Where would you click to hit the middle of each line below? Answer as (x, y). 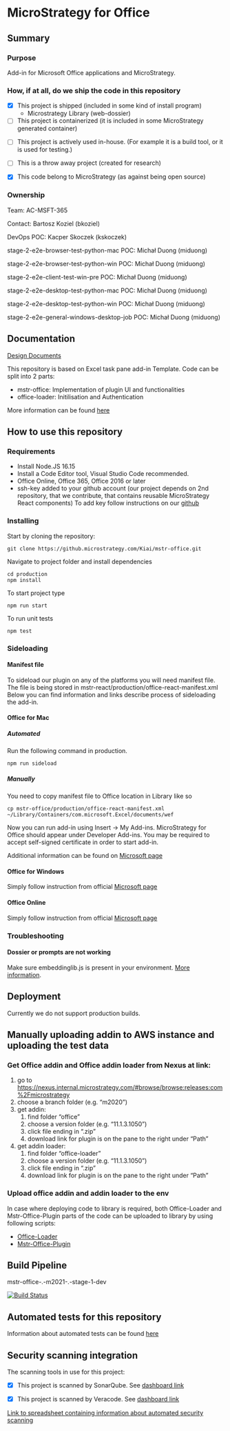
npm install (24, 580)
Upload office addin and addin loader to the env (88, 1193)
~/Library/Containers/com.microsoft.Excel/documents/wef (91, 815)
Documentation (41, 339)
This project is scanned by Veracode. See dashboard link (98, 1399)
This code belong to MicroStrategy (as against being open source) (111, 177)
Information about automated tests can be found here (83, 1334)
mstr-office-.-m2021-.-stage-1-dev (57, 1282)
